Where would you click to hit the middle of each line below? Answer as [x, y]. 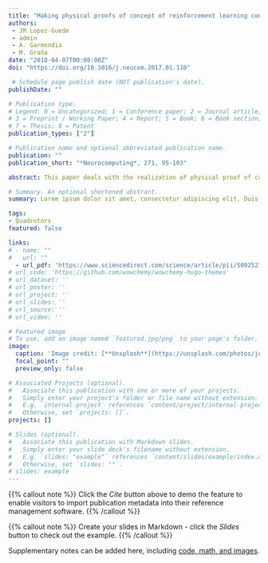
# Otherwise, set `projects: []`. [69, 413]
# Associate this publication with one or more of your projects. [124, 391]
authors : [23, 23]
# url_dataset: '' [39, 280]
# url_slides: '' [37, 302]
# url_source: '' [37, 309]
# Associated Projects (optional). [67, 383]
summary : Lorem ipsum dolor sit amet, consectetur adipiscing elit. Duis [134, 199]
